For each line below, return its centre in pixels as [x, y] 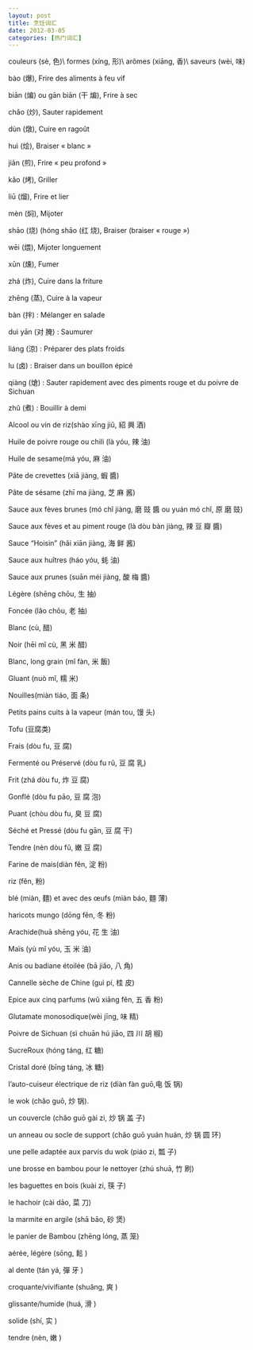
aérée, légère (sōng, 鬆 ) [48, 1253]
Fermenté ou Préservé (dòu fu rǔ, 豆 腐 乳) [77, 763]
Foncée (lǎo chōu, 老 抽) [48, 611]
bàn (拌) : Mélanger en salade [57, 315]
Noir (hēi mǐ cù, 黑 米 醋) [48, 644]
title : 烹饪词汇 [33, 23]
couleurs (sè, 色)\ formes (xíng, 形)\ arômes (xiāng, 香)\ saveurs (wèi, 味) [127, 61]
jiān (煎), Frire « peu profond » [57, 163]
